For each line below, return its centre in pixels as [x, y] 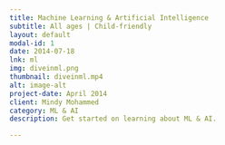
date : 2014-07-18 [42, 52]
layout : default [40, 34]
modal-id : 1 [32, 43]
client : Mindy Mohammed [54, 102]
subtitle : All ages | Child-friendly [81, 26]
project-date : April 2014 [58, 93]
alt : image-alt [38, 85]
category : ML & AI [44, 111]
